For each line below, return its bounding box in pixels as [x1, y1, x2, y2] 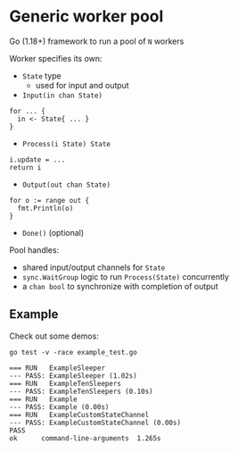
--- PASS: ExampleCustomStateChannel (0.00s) [9, 418, 181, 427]
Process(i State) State [21, 139, 111, 148]
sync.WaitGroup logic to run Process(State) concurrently [21, 271, 230, 282]
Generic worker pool [9, 6, 164, 27]
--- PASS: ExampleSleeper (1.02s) [9, 371, 138, 381]
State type [21, 70, 62, 81]
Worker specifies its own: [9, 53, 103, 63]
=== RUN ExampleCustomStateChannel [9, 410, 150, 419]
